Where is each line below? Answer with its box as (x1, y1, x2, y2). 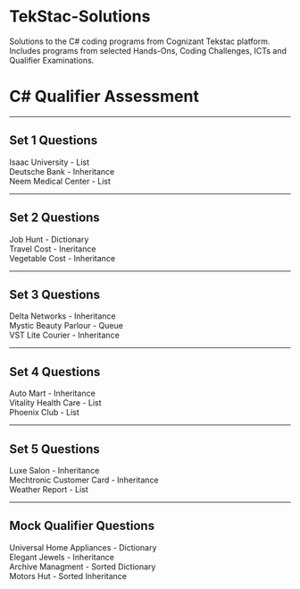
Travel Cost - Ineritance (9, 243, 96, 254)
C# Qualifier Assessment (9, 87, 199, 107)
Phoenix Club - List (9, 407, 80, 418)
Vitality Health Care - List (9, 397, 102, 408)
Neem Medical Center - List (9, 175, 112, 186)
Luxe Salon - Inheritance (9, 465, 100, 475)
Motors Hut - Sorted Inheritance (9, 570, 128, 581)
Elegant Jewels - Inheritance (9, 551, 114, 562)
